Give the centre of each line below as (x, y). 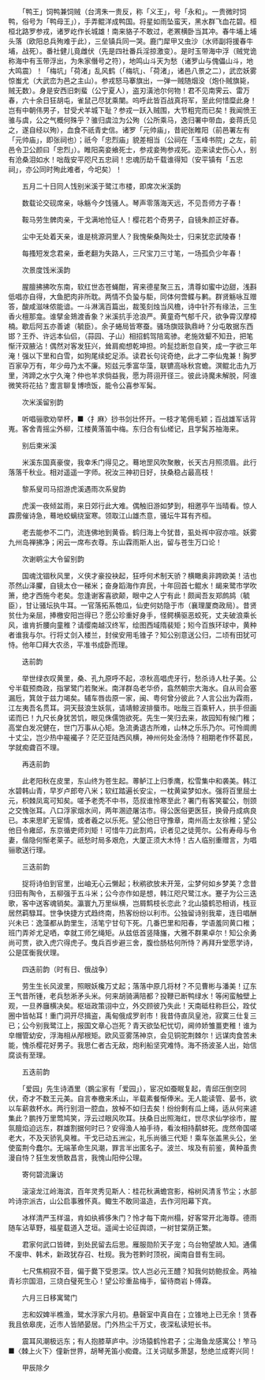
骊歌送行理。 (29, 850)
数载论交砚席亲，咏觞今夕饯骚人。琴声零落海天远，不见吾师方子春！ (132, 203)
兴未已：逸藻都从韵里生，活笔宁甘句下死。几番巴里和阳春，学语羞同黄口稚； (132, 923)
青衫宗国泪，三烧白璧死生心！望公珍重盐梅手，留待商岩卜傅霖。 (112, 1281)
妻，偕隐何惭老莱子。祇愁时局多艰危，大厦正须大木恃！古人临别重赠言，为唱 (132, 840)
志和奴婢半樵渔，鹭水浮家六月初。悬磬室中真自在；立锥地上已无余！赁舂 (139, 1315)
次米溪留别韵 (43, 402)
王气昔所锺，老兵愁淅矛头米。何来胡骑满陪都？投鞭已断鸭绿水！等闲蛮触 (125, 996)
